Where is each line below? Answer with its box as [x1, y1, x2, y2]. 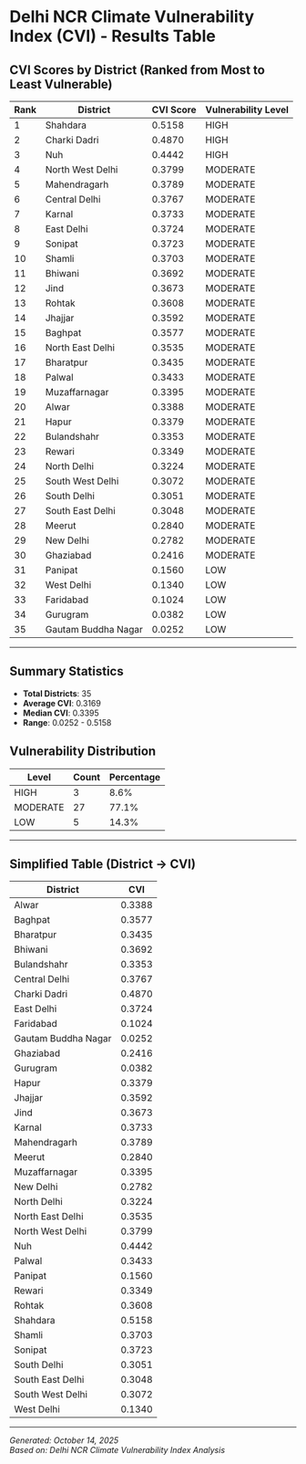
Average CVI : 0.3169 [22, 697, 102, 708]
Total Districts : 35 [22, 687, 92, 699]
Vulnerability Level [205, 103, 290, 116]
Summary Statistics [9, 664, 125, 679]
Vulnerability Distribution [9, 744, 157, 759]
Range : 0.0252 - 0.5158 [22, 716, 112, 727]
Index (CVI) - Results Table [9, 26, 216, 47]
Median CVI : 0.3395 [22, 707, 100, 718]
